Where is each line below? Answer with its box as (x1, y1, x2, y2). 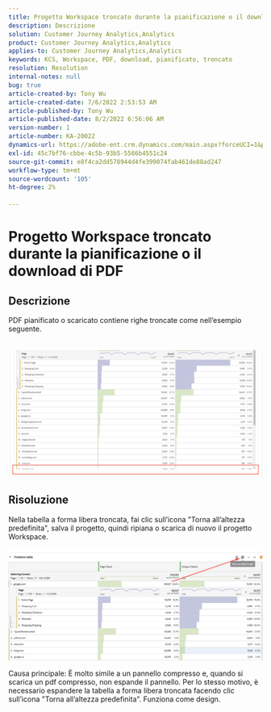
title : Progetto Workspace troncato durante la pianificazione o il (8, 13, 244, 21)
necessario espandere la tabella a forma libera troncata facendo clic (8, 685, 236, 695)
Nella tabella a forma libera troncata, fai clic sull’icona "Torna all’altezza (8, 514, 245, 524)
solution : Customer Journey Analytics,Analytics (8, 30, 175, 38)
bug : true (8, 81, 42, 89)
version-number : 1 (8, 124, 70, 132)
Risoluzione (8, 493, 69, 507)
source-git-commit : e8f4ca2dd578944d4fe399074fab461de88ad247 (8, 157, 222, 165)
